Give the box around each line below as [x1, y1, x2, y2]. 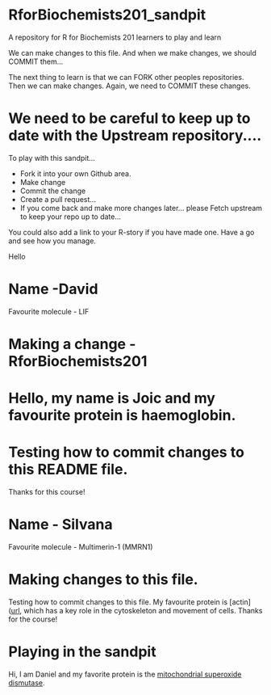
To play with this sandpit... [8, 153, 95, 162]
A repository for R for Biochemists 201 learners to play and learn [8, 32, 222, 42]
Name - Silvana [8, 516, 113, 534]
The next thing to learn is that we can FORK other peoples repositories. [8, 72, 244, 82]
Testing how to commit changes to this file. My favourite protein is [8, 597, 228, 607]
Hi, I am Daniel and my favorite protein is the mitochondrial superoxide [8, 669, 242, 679]
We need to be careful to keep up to [8, 109, 251, 128]
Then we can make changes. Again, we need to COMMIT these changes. [8, 81, 252, 91]
